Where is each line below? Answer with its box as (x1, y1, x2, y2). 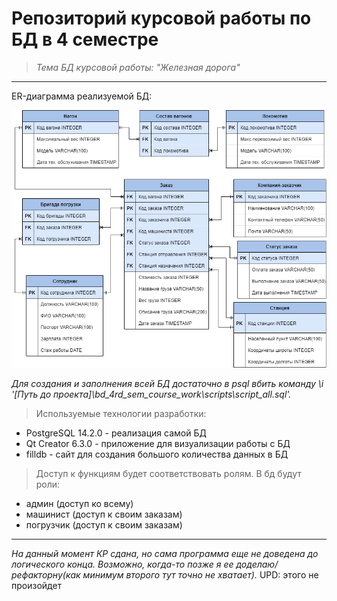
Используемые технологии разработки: (35, 408, 207, 420)
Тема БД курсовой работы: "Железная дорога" (35, 61, 241, 73)
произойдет (11, 580, 63, 592)
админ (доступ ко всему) (25, 498, 134, 510)
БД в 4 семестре (11, 28, 159, 51)
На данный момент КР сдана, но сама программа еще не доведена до (11, 548, 319, 560)
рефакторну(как (11, 569, 81, 581)
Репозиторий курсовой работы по (11, 7, 312, 30)
